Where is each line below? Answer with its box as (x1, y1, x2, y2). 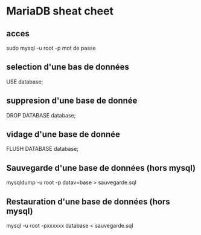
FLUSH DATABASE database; (6, 145, 78, 153)
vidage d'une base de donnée (6, 129, 121, 140)
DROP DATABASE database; (6, 111, 76, 119)
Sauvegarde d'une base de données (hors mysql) (6, 162, 196, 173)
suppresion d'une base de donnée (6, 96, 138, 106)
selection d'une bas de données (6, 62, 130, 72)
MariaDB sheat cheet (6, 4, 113, 18)
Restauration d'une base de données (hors (6, 196, 170, 207)
